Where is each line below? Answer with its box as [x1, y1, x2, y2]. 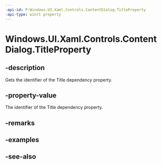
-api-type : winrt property [5, 12, 61, 17]
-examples [5, 136, 39, 144]
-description [5, 64, 45, 72]
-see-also [5, 153, 36, 161]
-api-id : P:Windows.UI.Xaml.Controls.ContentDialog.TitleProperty [5, 7, 146, 12]
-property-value [5, 91, 57, 99]
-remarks [5, 119, 35, 127]
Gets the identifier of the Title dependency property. [5, 77, 113, 82]
